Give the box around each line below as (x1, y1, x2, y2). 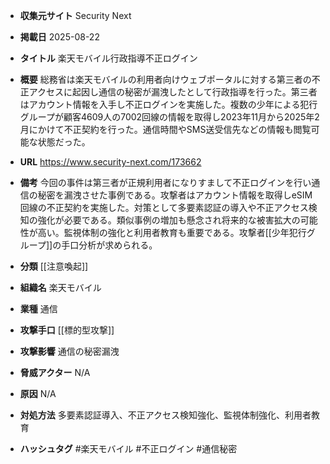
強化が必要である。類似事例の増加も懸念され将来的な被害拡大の (37, 214, 301, 226)
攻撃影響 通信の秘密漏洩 (19, 345, 120, 357)
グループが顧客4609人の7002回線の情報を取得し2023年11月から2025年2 (19, 111, 320, 123)
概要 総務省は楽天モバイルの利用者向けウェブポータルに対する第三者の (19, 74, 312, 85)
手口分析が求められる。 (61, 239, 158, 251)
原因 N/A (19, 388, 57, 399)
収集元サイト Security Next (19, 10, 132, 21)
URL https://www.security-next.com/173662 (19, 156, 202, 168)
